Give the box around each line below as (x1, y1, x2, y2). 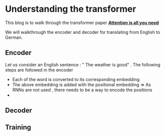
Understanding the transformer (5, 3, 136, 15)
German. (5, 34, 23, 40)
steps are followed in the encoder (5, 67, 73, 73)
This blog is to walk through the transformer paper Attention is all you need (5, 20, 159, 26)
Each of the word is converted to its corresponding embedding (12, 76, 140, 82)
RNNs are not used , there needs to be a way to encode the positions (12, 87, 153, 93)
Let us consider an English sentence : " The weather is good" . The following (5, 61, 161, 67)
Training (5, 123, 32, 131)
